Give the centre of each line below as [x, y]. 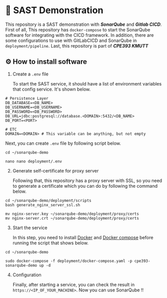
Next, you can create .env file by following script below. [63, 143]
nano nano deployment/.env [34, 161]
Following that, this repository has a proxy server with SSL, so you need [87, 180]
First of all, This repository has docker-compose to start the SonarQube [78, 29]
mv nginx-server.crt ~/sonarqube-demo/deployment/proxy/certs [72, 218]
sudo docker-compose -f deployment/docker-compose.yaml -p [69, 261]
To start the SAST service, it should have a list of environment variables [87, 83]
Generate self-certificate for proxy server [55, 171]
